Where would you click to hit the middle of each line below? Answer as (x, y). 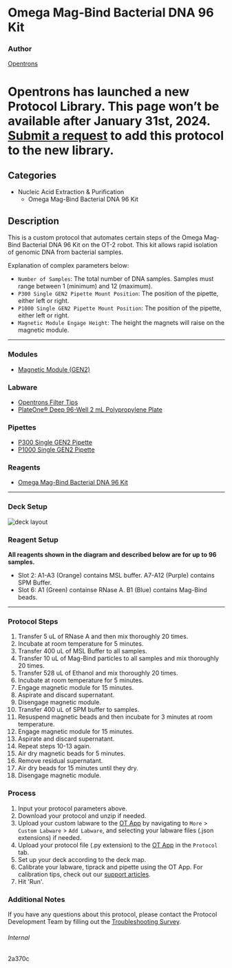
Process (22, 793)
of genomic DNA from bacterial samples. (65, 252)
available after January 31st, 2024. (109, 121)
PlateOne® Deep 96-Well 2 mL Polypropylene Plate (90, 409)
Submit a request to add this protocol (116, 135)
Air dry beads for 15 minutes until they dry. (78, 768)
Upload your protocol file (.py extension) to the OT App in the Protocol (118, 845)
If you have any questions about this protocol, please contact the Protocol (113, 914)
